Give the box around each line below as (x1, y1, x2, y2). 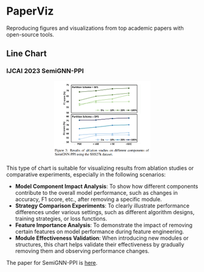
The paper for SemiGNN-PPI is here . (6, 259, 98, 266)
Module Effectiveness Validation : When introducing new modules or (15, 234, 189, 242)
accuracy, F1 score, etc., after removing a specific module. (15, 195, 163, 203)
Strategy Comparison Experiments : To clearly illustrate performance (15, 202, 190, 209)
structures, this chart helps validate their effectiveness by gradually (15, 240, 185, 248)
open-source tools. (6, 30, 55, 38)
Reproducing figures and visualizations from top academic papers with (6, 24, 184, 32)
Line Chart (6, 49, 47, 59)
